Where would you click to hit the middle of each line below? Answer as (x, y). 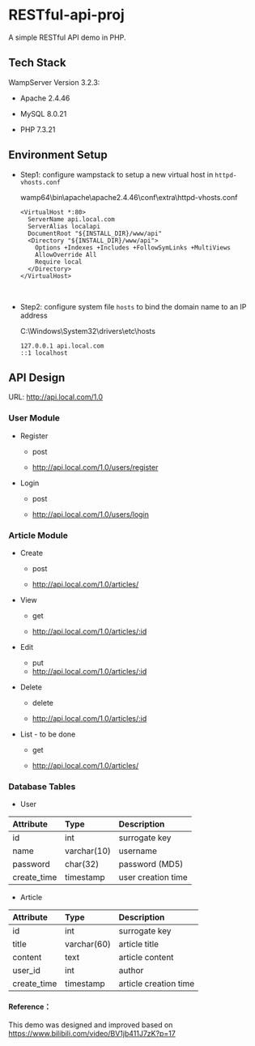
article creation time (157, 984)
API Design (37, 377)
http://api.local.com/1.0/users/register (95, 467)
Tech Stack (37, 63)
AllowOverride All (66, 254)
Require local (59, 262)
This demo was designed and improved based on (91, 1025)
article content (146, 958)
